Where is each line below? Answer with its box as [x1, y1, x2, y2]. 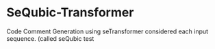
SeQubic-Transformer [6, 5, 134, 20]
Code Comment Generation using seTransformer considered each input [6, 27, 209, 35]
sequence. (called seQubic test [6, 34, 94, 42]
